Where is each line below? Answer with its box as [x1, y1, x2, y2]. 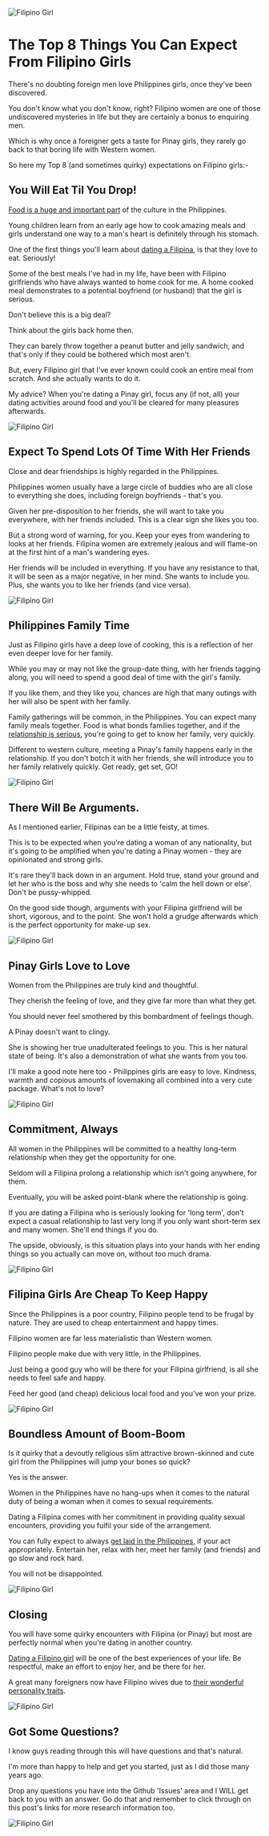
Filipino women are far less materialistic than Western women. [8, 1333, 214, 1343]
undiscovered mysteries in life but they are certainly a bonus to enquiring [8, 112, 250, 121]
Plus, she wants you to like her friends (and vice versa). [8, 579, 191, 590]
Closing [8, 1608, 48, 1621]
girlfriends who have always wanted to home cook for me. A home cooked [8, 277, 254, 287]
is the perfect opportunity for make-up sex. [8, 920, 151, 930]
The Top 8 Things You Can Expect [8, 36, 238, 54]
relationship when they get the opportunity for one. [8, 1152, 177, 1162]
